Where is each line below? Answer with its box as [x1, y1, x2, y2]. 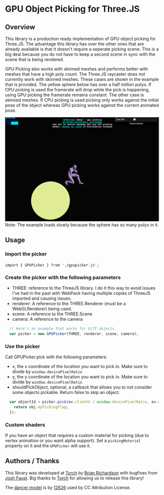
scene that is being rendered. [5, 57, 64, 62]
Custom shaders [5, 421, 45, 428]
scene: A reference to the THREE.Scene [12, 311, 93, 317]
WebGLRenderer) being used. [12, 306, 72, 312]
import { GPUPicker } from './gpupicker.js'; [5, 263, 99, 268]
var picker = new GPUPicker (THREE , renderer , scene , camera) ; [9, 331, 139, 336]
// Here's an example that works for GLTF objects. [9, 326, 117, 331]
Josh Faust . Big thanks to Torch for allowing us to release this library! [5, 475, 144, 481]
